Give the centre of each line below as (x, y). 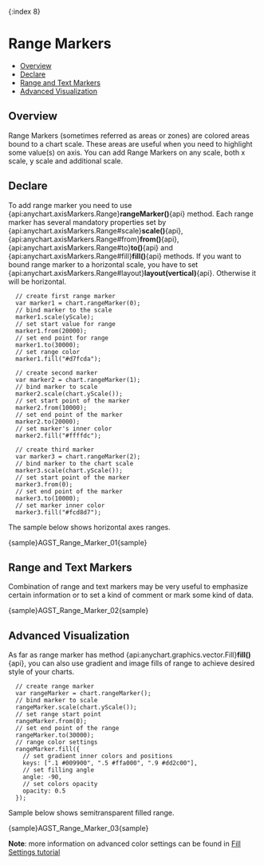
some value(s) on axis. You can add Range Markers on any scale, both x (127, 152)
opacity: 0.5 (44, 791)
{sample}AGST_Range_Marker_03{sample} (79, 828)
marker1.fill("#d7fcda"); (59, 359)
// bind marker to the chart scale (75, 463)
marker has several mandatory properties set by (87, 222)
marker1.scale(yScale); (55, 317)
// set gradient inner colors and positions (98, 757)
